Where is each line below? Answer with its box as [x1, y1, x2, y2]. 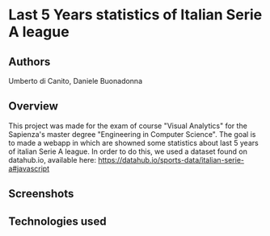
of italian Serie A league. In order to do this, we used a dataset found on [8, 147, 248, 156]
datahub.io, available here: [8, 155, 97, 164]
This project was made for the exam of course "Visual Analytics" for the [8, 121, 248, 130]
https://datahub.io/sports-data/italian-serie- [98, 155, 245, 164]
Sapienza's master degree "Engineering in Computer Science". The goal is [8, 129, 256, 139]
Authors [8, 55, 51, 68]
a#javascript [8, 164, 50, 173]
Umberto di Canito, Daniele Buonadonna [8, 77, 143, 85]
